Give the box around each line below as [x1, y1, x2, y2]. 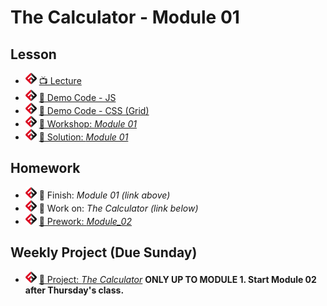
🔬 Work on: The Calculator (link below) [38, 202, 199, 214]
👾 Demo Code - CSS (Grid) [38, 105, 150, 116]
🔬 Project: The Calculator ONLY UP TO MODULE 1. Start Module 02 [38, 273, 317, 285]
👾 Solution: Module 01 [38, 131, 129, 143]
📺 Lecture [38, 75, 82, 86]
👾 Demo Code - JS [38, 92, 117, 103]
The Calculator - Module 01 [10, 6, 240, 29]
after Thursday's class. [24, 284, 125, 296]
